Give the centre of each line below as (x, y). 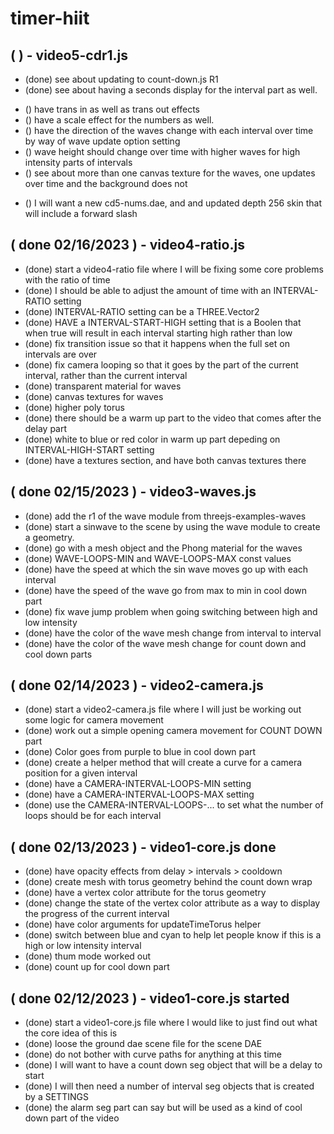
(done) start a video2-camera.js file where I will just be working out (163, 709)
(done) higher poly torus (74, 407)
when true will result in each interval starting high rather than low (158, 333)
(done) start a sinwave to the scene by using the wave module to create (172, 526)
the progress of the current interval (97, 914)
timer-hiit (50, 18)
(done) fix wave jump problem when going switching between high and (171, 611)
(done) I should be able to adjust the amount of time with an (148, 290)
